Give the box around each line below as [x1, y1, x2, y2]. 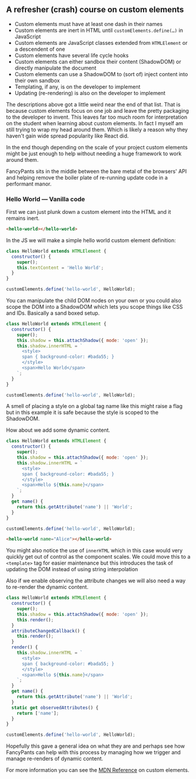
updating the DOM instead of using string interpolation [6, 566, 138, 573]
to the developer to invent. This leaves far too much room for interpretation [6, 113, 187, 120]
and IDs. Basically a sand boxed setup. [6, 309, 100, 317]
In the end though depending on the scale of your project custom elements [6, 144, 188, 151]
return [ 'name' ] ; [16, 710, 59, 716]
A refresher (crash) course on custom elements [6, 5, 184, 15]
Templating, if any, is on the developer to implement [14, 83, 141, 90]
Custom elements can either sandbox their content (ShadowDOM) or [14, 58, 181, 65]
